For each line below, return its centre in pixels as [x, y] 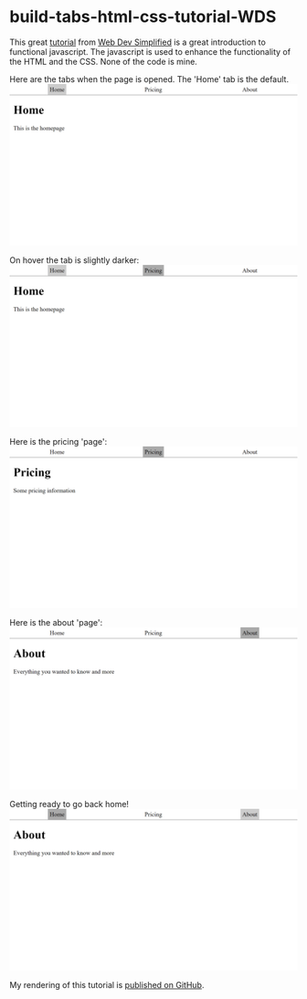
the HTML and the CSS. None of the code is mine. [104, 61]
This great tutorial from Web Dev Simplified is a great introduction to [138, 42]
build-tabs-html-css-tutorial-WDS [143, 17]
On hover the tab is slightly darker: [74, 260]
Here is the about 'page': [56, 623]
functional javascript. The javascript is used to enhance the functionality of [150, 51]
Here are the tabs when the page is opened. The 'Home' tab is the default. [149, 79]
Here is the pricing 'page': [58, 441]
